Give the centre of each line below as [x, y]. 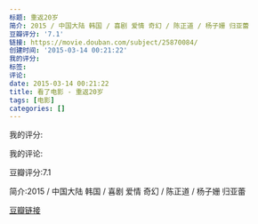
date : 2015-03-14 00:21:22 [59, 84]
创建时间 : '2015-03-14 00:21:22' [69, 51]
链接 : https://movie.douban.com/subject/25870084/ [104, 42]
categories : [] [37, 108]
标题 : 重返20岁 [34, 17]
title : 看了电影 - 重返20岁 [56, 92]
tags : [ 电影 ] [32, 100]
